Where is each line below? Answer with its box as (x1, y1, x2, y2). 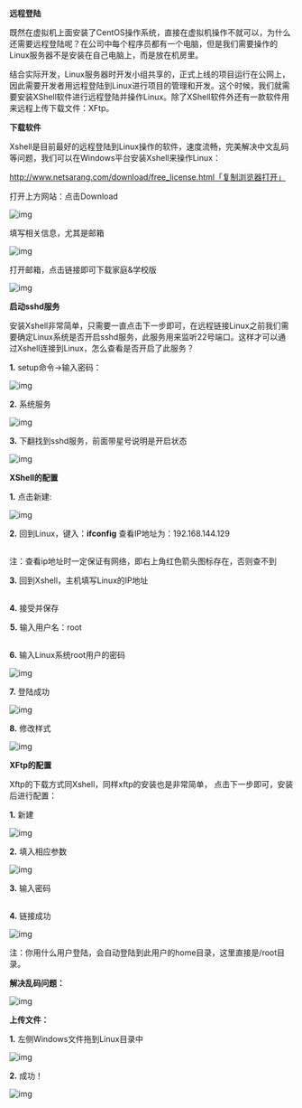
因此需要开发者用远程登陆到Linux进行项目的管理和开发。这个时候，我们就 (9, 80, 282, 90)
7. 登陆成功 (9, 686, 50, 697)
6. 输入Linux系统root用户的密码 (9, 650, 126, 660)
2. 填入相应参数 (9, 846, 68, 857)
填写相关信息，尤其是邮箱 (9, 228, 105, 238)
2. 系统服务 (9, 399, 51, 409)
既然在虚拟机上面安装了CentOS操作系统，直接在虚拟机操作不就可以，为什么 (9, 27, 291, 38)
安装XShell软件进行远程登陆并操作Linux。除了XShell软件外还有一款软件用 (16, 91, 290, 102)
